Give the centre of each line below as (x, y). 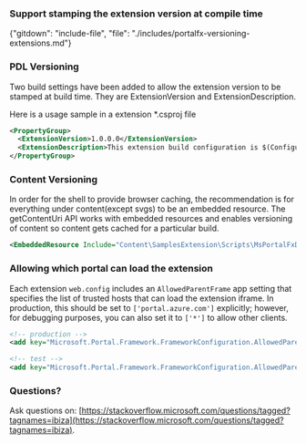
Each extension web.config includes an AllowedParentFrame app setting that (151, 288)
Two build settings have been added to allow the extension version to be (145, 87)
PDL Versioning (44, 67)
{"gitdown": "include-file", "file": (70, 34)
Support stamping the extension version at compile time (137, 14)
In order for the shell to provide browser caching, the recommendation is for (152, 200)
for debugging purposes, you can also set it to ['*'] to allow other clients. (149, 317)
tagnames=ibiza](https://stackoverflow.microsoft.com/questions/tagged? (147, 420)
